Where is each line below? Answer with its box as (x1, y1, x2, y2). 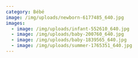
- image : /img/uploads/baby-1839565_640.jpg (11, 37, 127, 43)
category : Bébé (6, 8, 45, 15)
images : (6, 20, 26, 26)
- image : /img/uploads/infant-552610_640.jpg (11, 25, 130, 32)
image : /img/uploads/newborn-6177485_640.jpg (6, 14, 124, 21)
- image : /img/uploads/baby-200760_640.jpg (11, 31, 124, 37)
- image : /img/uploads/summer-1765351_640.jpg (11, 43, 132, 49)
